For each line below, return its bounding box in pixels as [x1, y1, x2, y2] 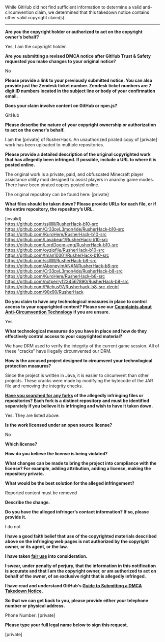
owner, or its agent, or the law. [5, 544, 68, 549]
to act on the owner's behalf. [5, 127, 65, 133]
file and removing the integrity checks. [5, 383, 83, 389]
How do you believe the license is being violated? [5, 451, 108, 456]
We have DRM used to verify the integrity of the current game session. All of [5, 343, 160, 349]
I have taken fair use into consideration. [5, 553, 87, 559]
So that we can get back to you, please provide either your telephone [5, 598, 149, 603]
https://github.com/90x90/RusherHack [5, 289, 84, 295]
